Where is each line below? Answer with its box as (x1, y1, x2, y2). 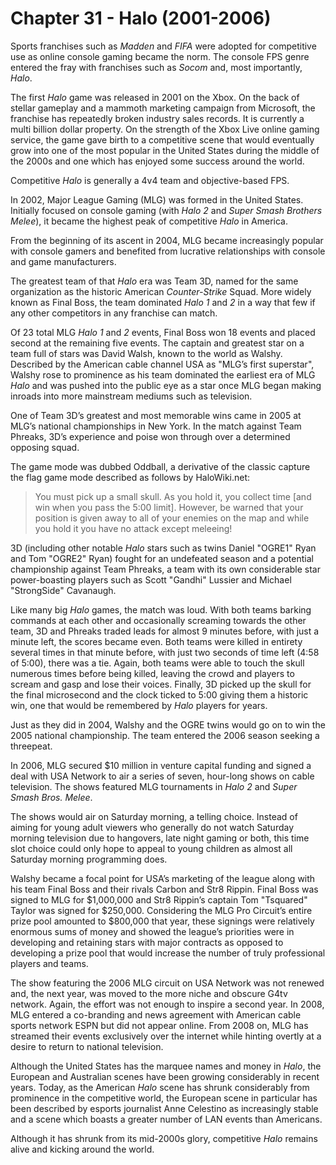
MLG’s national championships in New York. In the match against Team (10, 420, 302, 432)
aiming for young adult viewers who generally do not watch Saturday (10, 821, 295, 833)
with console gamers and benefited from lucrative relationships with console (10, 245, 326, 257)
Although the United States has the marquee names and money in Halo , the (10, 1060, 322, 1072)
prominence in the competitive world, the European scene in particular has (10, 1092, 318, 1104)
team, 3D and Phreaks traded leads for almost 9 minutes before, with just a (10, 625, 320, 637)
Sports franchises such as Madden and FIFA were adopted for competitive (10, 40, 317, 52)
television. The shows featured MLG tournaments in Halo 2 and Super (10, 780, 298, 792)
